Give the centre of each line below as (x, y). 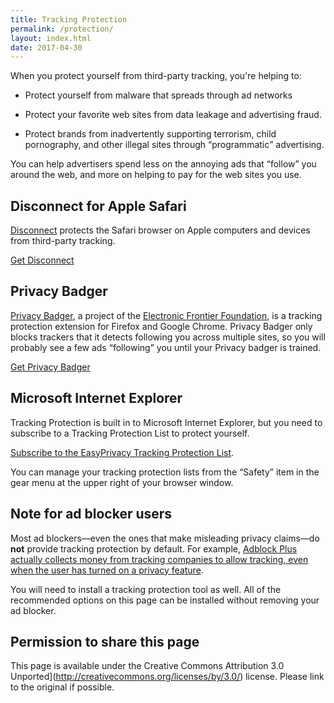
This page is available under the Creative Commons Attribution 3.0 (147, 666)
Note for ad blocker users (91, 514)
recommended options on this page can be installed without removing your (165, 600)
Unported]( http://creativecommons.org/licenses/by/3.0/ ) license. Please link (167, 677)
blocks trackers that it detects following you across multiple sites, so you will (168, 337)
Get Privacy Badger (50, 367)
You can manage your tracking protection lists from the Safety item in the (165, 472)
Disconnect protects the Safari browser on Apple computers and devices (160, 230)
